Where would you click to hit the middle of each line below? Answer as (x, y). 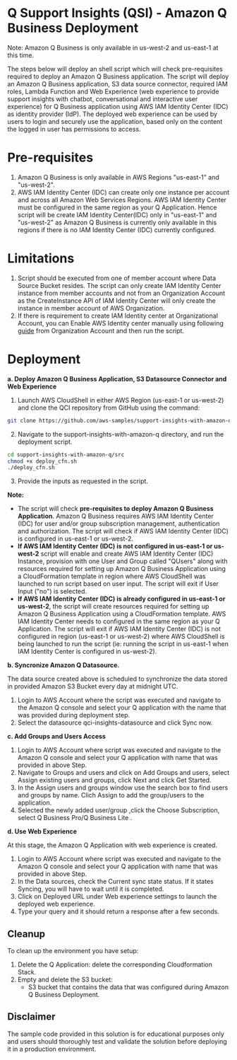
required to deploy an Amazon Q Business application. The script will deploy (118, 76)
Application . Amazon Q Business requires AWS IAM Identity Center (115, 516)
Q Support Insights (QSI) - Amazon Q (117, 13)
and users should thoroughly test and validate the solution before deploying (117, 1041)
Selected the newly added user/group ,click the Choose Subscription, (119, 810)
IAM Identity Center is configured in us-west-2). (87, 652)
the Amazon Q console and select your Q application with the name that (122, 708)
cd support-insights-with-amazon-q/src (66, 454)
